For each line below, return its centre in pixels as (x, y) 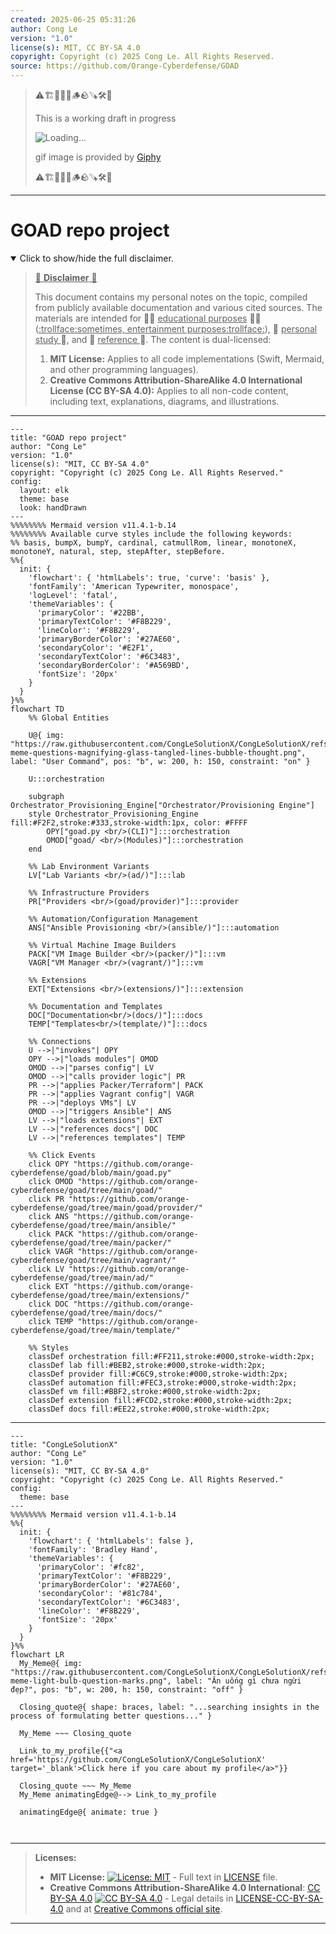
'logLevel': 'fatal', (73, 595)
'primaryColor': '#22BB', (90, 612)
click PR (46, 1199)
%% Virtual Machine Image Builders (102, 945)
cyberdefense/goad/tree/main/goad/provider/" (106, 1207)
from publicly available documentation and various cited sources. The (178, 307)
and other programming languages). (124, 369)
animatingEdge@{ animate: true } (89, 1812)
